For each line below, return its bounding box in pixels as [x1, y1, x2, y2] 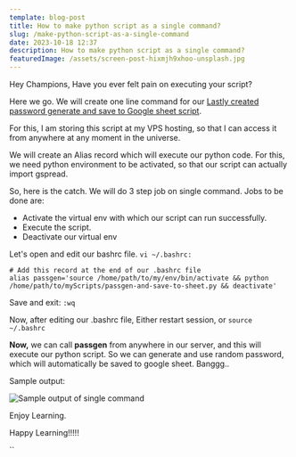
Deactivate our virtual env [21, 232, 118, 241]
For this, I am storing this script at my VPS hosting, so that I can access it [9, 123, 277, 134]
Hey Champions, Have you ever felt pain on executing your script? [9, 79, 252, 89]
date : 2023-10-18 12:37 [9, 37, 98, 47]
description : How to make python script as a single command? [9, 46, 245, 55]
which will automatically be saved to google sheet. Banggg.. [9, 358, 230, 369]
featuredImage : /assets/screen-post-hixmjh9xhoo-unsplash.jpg [9, 54, 245, 63]
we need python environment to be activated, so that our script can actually [9, 159, 288, 169]
